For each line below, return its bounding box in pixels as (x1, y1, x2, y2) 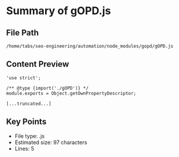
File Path (6, 28, 39, 38)
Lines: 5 (14, 145, 34, 152)
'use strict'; (6, 75, 41, 81)
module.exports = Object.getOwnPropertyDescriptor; (6, 90, 136, 96)
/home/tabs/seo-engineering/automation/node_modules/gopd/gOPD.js (6, 43, 174, 49)
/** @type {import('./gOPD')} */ (6, 85, 89, 91)
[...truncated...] (6, 100, 52, 107)
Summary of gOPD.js (6, 4, 111, 18)
